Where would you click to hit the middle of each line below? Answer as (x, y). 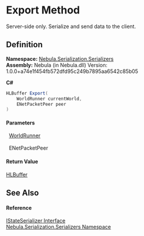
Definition (24, 45)
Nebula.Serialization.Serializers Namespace (59, 227)
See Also (22, 193)
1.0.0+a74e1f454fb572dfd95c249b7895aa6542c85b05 (72, 71)
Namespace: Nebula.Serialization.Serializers (60, 58)
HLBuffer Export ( (27, 93)
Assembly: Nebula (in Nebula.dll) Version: (57, 65)
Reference (19, 207)
